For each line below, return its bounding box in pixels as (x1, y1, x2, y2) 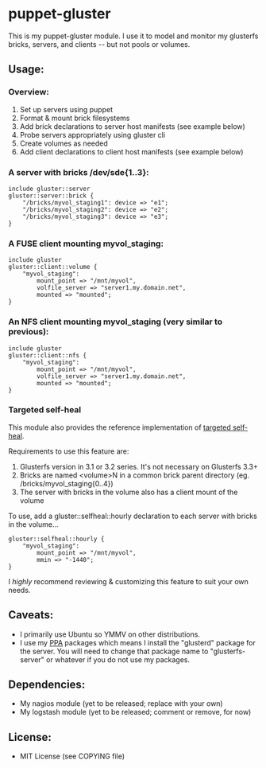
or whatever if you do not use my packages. (46, 654, 191, 665)
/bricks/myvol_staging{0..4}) (19, 478, 114, 488)
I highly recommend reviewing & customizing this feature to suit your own (8, 576, 249, 586)
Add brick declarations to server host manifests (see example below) (19, 121, 246, 131)
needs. (8, 585, 31, 595)
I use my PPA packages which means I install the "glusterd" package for (19, 637, 256, 647)
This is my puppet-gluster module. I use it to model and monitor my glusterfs (8, 31, 259, 41)
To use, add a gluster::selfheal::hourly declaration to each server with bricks (8, 511, 258, 520)
